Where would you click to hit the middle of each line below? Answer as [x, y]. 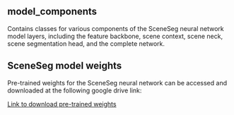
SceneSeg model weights [65, 66]
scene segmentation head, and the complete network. [86, 43]
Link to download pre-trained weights [62, 104]
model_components [52, 12]
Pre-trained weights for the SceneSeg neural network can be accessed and [117, 83]
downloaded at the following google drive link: [75, 90]
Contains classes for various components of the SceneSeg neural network [116, 28]
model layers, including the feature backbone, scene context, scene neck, [115, 36]
